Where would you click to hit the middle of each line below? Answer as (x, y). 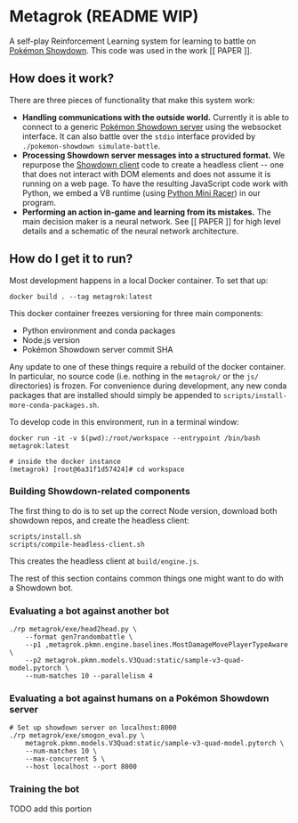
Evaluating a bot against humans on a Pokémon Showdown (139, 698)
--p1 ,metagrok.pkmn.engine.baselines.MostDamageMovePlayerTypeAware (157, 645)
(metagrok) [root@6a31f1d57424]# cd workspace (97, 469)
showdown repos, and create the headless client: (99, 520)
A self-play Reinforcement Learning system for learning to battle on (133, 41)
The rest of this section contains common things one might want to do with (147, 578)
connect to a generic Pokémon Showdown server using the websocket (152, 126)
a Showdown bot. (41, 587)
